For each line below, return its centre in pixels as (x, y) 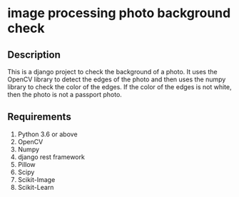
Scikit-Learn (36, 187)
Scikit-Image (36, 179)
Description (34, 55)
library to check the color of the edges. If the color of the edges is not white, (119, 87)
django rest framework (51, 157)
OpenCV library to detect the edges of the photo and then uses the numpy (117, 79)
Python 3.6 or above (47, 134)
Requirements (39, 117)
